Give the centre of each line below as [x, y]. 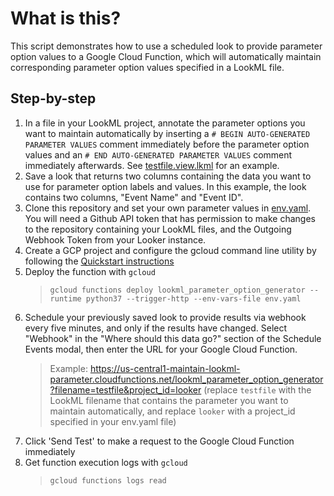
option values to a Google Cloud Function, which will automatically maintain [166, 56]
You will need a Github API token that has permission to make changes [170, 218]
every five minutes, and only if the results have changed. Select [156, 328]
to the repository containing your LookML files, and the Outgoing [158, 229]
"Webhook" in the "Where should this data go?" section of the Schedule [173, 338]
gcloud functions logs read [108, 480]
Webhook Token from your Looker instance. [115, 239]
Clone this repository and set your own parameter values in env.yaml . [168, 208]
